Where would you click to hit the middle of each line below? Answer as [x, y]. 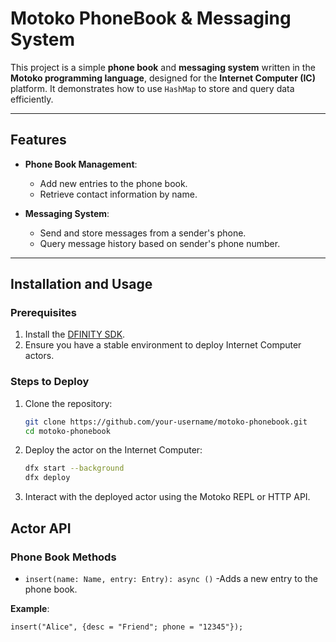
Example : [30, 608]
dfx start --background [74, 468]
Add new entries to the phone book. [113, 183]
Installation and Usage [81, 284]
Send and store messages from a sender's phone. [143, 233]
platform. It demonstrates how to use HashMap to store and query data [152, 88]
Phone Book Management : [81, 164]
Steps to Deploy [50, 382]
